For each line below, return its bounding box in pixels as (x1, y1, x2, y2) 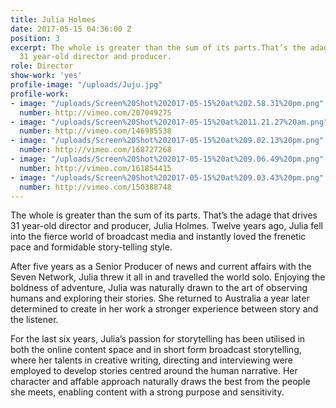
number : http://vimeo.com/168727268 (19, 145, 172, 155)
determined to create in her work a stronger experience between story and (10, 303, 319, 315)
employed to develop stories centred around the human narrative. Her (10, 365, 298, 377)
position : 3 (10, 33, 60, 43)
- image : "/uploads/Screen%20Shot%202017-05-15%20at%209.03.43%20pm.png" (10, 172, 325, 183)
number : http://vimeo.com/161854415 (19, 163, 172, 173)
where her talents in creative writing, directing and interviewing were (10, 354, 294, 366)
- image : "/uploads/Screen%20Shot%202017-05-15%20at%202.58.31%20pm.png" (10, 98, 325, 108)
